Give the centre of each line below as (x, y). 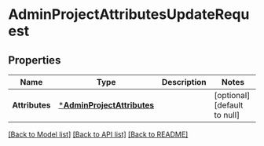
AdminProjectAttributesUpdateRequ (129, 15)
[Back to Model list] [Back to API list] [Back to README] (98, 134)
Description (184, 82)
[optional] (232, 95)
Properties (35, 60)
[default (229, 105)
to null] (227, 115)
